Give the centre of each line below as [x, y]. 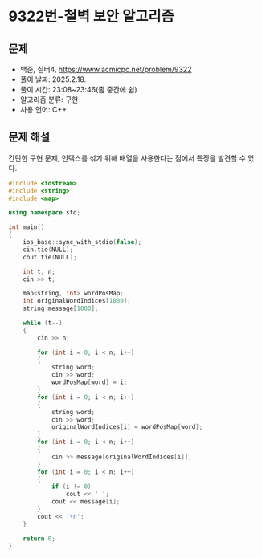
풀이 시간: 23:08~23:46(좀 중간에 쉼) [79, 90]
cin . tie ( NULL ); [48, 250]
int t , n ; [39, 271]
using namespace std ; [45, 213]
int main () [27, 227]
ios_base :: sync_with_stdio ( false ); [82, 242]
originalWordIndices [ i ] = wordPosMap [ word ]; [127, 427]
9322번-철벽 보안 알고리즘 [91, 16]
